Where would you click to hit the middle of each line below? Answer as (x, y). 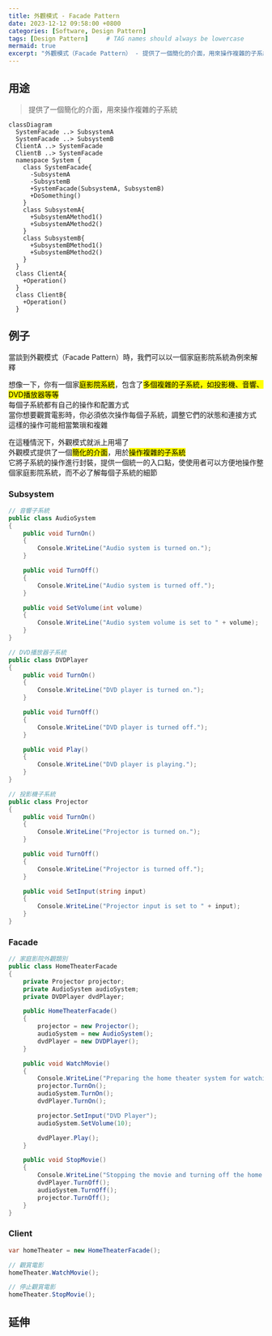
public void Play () (56, 749)
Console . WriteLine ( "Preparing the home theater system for (139, 1078)
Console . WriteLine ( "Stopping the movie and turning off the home (150, 1176)
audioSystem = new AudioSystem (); (96, 1034)
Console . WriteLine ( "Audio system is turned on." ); (125, 548)
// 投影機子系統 (32, 794)
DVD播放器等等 (34, 395)
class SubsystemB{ (54, 238)
